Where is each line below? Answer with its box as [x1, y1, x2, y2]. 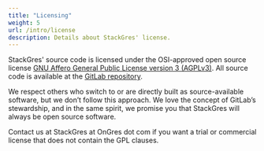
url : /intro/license [8, 26, 76, 34]
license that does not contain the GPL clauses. [8, 135, 159, 145]
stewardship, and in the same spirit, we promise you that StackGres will [8, 104, 240, 113]
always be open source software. [8, 112, 117, 122]
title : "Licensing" [8, 11, 73, 20]
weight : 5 [8, 19, 41, 27]
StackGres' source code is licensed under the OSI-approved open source [8, 55, 247, 64]
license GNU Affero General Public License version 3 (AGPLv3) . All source [8, 64, 248, 73]
